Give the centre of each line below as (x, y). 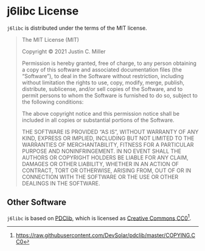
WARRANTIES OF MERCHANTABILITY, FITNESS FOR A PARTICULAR (108, 144)
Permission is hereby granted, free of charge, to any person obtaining (109, 63)
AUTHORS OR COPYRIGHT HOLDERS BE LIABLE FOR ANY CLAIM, (105, 157)
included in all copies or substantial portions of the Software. (98, 120)
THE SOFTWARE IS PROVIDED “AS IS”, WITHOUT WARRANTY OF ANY (110, 132)
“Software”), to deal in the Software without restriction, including (103, 76)
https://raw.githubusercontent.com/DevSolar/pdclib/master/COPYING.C (105, 235)
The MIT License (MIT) (50, 39)
